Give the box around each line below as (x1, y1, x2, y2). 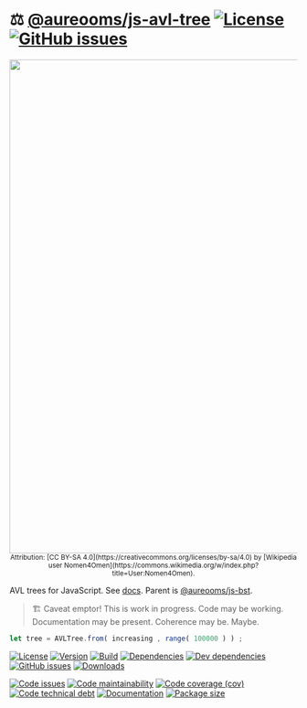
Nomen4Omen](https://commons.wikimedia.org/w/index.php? (63, 561, 259, 570)
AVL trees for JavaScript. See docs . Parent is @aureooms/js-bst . (9, 585, 253, 595)
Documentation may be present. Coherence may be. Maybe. (31, 616, 259, 627)
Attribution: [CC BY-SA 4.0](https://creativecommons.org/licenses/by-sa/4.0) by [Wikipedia (10, 552, 297, 562)
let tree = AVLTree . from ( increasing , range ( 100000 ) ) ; (9, 634, 244, 643)
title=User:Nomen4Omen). (111, 568, 196, 578)
